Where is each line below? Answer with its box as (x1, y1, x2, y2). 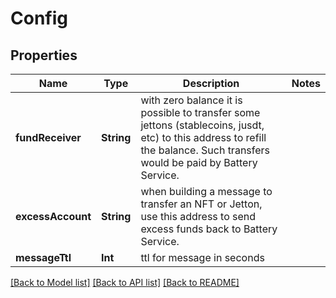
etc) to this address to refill (140, 131, 267, 144)
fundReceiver (15, 131, 82, 144)
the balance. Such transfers (140, 143, 271, 157)
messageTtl (15, 251, 72, 264)
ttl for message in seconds (140, 251, 265, 264)
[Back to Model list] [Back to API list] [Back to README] (10, 277, 240, 288)
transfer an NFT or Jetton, (140, 197, 263, 211)
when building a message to (140, 185, 273, 198)
